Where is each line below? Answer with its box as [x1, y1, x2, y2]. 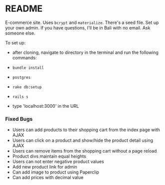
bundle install [12, 65, 44, 70]
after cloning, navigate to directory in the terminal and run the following [12, 49, 159, 55]
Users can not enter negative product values [12, 159, 104, 165]
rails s [12, 94, 28, 99]
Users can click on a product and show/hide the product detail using [12, 138, 154, 144]
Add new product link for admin [12, 164, 77, 170]
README [5, 3, 43, 14]
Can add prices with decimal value [12, 175, 84, 181]
